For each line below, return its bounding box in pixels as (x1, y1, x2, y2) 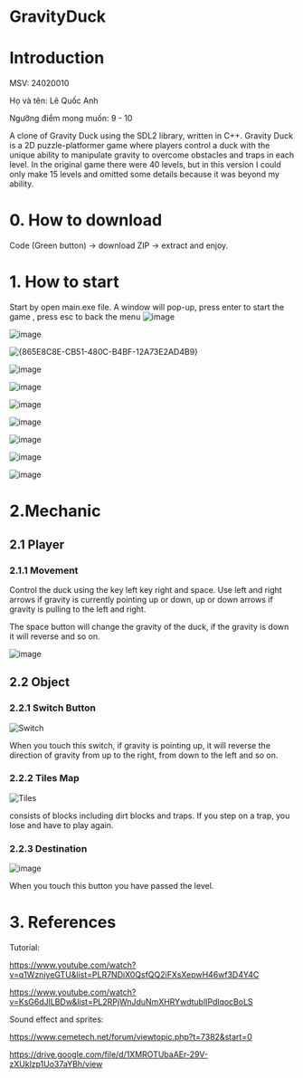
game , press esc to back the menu (9, 311, 141, 322)
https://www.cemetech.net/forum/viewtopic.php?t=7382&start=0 (9, 1032, 252, 1043)
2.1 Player (9, 537, 65, 552)
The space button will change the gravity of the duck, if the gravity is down (9, 621, 289, 632)
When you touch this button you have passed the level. (9, 881, 214, 892)
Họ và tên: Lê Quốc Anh (9, 95, 99, 106)
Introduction (9, 48, 105, 69)
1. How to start (9, 272, 119, 292)
